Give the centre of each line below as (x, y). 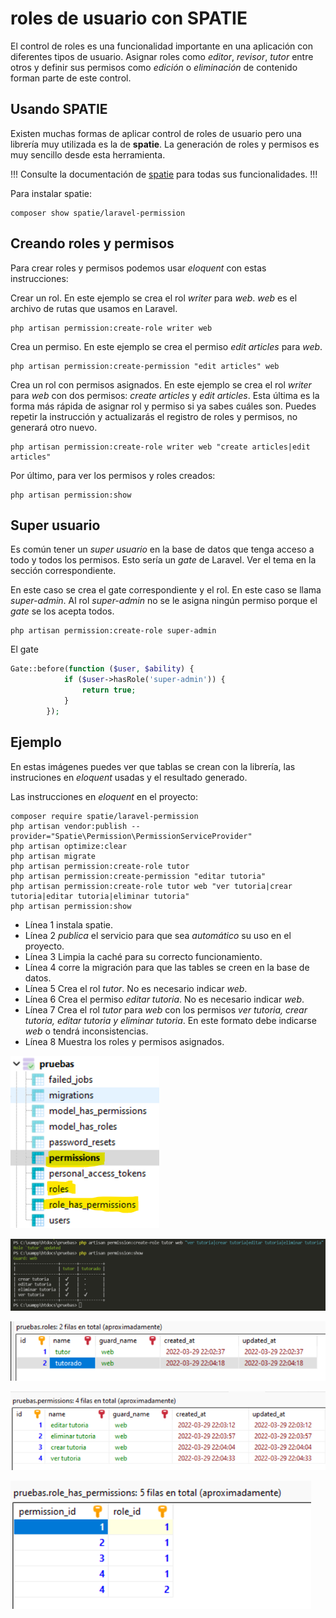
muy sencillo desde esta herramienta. (88, 154)
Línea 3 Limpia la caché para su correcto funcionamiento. (143, 956)
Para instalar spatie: (51, 193)
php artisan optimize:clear (69, 846)
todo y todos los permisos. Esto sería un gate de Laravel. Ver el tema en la (163, 560)
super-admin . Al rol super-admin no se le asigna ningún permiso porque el (164, 601)
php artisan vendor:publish (69, 826)
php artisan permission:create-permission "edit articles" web (145, 366)
